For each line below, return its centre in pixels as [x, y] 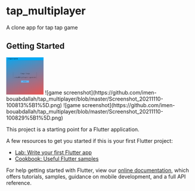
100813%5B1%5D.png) [34, 105]
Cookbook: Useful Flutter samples [57, 158]
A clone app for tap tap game [42, 27]
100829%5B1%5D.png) [35, 118]
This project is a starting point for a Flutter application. [73, 129]
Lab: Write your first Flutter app [53, 152]
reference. [19, 183]
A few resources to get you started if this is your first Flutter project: [89, 140]
